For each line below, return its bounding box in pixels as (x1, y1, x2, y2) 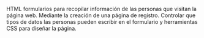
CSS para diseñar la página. (6, 25, 77, 32)
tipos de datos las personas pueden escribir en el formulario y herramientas (6, 18, 198, 25)
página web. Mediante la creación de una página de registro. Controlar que (6, 12, 196, 19)
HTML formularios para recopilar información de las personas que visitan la (6, 6, 197, 12)
